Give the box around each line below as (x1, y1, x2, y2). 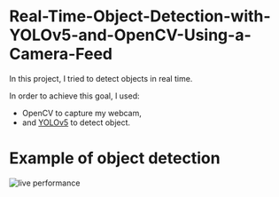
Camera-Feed (9, 44, 113, 64)
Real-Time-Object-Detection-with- (9, 6, 272, 27)
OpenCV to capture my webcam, (21, 107, 142, 118)
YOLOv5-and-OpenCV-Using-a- (9, 25, 252, 45)
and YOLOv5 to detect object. (21, 117, 131, 128)
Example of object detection (9, 148, 221, 169)
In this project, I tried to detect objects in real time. (9, 73, 193, 83)
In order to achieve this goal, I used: (9, 91, 140, 101)
